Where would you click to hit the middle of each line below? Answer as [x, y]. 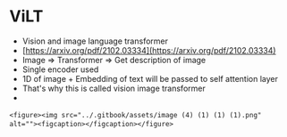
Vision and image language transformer [95, 41]
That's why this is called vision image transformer [114, 88]
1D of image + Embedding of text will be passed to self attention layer [150, 78]
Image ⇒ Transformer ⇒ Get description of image [114, 60]
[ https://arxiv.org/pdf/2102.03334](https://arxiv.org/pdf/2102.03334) [149, 50]
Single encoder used [60, 69]
